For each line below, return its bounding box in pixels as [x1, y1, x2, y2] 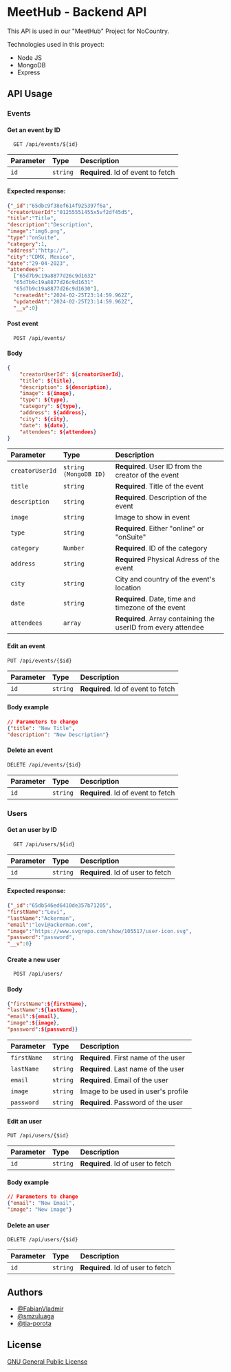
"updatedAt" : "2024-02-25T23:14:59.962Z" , [13, 298, 134, 305]
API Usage [7, 88, 53, 100]
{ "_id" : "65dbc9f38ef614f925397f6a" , [7, 202, 112, 209]
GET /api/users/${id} [13, 841, 76, 848]
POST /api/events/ [13, 334, 67, 341]
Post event [7, 319, 39, 328]
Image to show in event [115, 513, 190, 522]
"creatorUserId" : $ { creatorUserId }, [19, 371, 125, 378]
